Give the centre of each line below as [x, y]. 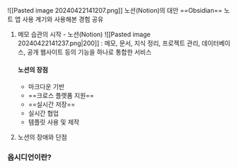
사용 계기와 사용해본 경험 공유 [63, 19]
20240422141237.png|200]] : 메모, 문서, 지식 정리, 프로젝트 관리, [109, 43]
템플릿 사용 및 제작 [54, 122]
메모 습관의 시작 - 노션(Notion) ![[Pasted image [84, 34]
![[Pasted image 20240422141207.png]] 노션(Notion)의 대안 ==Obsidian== [115, 10]
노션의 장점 [33, 69]
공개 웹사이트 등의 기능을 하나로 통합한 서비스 [89, 52]
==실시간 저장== [52, 104]
